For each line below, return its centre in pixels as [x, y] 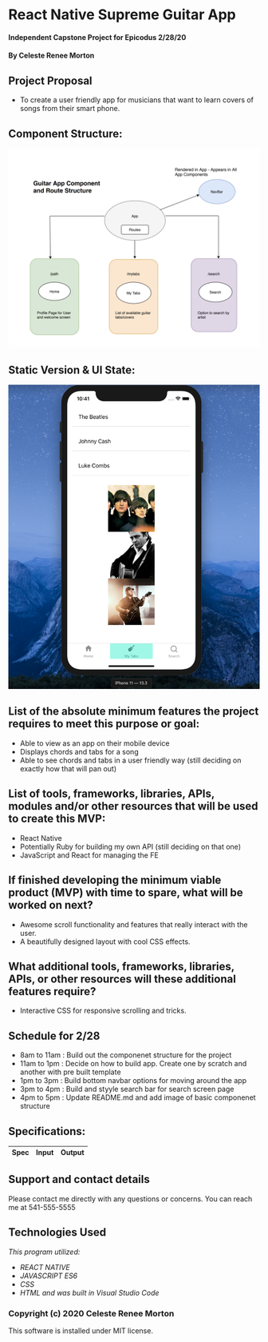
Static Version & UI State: [72, 370]
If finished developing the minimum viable [115, 880]
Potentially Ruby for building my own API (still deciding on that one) [130, 846]
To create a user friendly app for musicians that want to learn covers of [136, 100]
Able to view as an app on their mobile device [95, 743]
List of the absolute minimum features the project [134, 712]
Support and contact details [79, 1179]
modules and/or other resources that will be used [133, 806]
